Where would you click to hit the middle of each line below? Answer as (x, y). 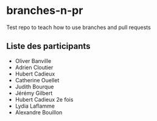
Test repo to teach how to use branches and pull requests (78, 27)
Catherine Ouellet (37, 80)
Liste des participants (48, 46)
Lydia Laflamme (35, 106)
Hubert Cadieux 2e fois (44, 99)
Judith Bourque (34, 87)
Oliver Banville (33, 60)
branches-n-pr (45, 11)
